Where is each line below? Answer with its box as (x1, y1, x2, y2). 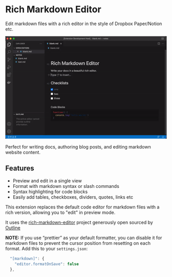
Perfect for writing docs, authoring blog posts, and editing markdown (5, 143, 151, 150)
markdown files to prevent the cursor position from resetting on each (5, 240, 151, 246)
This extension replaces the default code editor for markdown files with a (5, 204, 160, 210)
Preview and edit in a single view (12, 178, 82, 184)
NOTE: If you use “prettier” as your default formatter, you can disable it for (5, 235, 162, 241)
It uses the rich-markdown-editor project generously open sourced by (5, 219, 154, 225)
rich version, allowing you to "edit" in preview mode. (5, 209, 116, 216)
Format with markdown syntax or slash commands (12, 183, 119, 189)
